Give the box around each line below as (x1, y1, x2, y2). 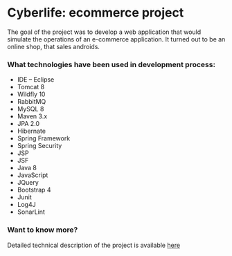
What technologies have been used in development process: (7, 60, 216, 69)
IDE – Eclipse (17, 75, 55, 84)
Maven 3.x (17, 112, 48, 120)
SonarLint (17, 208, 45, 216)
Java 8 (17, 164, 37, 172)
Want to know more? (7, 225, 78, 235)
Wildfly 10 (17, 90, 46, 98)
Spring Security (17, 142, 62, 150)
